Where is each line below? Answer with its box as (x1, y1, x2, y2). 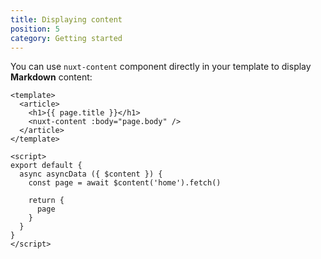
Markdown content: (10, 71, 93, 83)
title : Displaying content (10, 14, 123, 25)
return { (28, 196, 65, 206)
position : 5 (10, 24, 60, 34)
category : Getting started (10, 33, 123, 43)
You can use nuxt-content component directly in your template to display (10, 61, 312, 73)
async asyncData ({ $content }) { (19, 169, 163, 180)
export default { (10, 161, 83, 171)
